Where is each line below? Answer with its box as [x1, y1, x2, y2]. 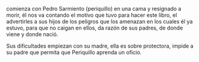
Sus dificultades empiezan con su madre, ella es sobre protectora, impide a [6, 42, 194, 49]
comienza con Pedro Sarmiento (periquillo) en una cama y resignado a [6, 5, 182, 12]
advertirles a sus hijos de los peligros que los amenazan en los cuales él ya [6, 18, 193, 25]
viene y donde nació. [6, 31, 58, 38]
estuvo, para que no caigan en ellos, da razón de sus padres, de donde [6, 24, 183, 31]
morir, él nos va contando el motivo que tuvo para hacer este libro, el [6, 11, 177, 19]
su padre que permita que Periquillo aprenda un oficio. [6, 49, 142, 56]
